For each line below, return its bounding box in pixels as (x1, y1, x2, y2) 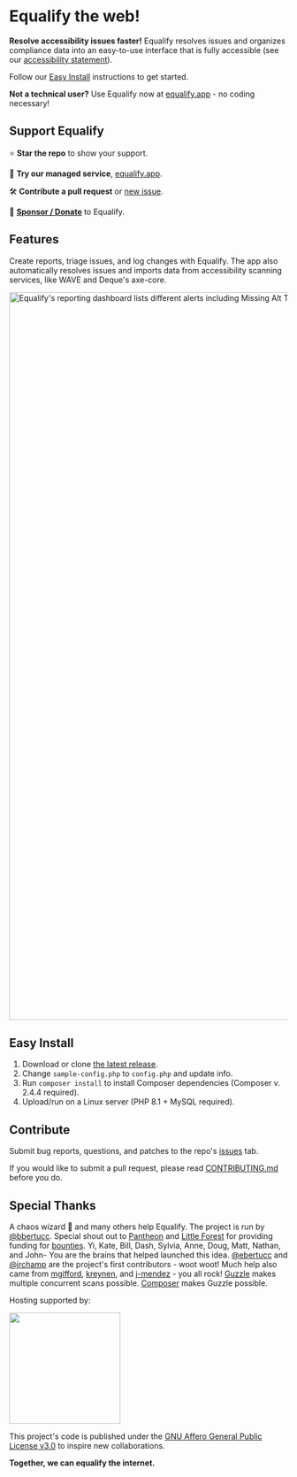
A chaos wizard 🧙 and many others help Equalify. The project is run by (9, 1221, 265, 1232)
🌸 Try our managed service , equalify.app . (9, 168, 163, 179)
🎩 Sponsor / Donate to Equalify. (9, 206, 126, 217)
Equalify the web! (9, 6, 141, 27)
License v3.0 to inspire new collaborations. (9, 1441, 165, 1450)
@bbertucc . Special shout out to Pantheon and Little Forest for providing (9, 1231, 273, 1241)
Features (9, 232, 59, 247)
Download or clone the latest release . (21, 1059, 158, 1070)
